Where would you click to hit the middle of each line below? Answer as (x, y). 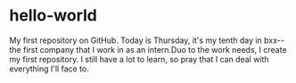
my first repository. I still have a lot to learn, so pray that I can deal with (139, 59)
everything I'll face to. (49, 69)
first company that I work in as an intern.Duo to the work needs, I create (155, 49)
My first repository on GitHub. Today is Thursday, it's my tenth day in (136, 40)
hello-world (53, 16)
